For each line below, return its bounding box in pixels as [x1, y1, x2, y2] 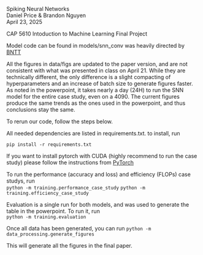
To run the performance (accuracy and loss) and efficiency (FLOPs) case [6, 171, 191, 178]
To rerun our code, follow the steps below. [6, 118, 113, 125]
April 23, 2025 [6, 18, 43, 25]
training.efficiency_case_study [6, 190, 89, 196]
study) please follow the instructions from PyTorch [6, 159, 134, 166]
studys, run [6, 177, 35, 185]
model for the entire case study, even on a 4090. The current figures [6, 93, 180, 100]
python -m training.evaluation [6, 214, 86, 220]
